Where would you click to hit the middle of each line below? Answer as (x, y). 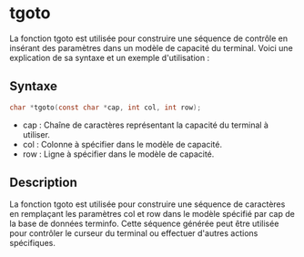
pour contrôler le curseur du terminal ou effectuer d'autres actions (134, 233)
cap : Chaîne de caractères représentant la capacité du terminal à (145, 125)
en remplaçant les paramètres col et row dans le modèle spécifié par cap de (152, 214)
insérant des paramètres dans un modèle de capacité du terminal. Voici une (151, 47)
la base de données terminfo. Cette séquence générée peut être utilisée (144, 224)
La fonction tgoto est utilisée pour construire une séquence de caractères (147, 204)
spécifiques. (33, 243)
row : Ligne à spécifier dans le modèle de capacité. (118, 154)
